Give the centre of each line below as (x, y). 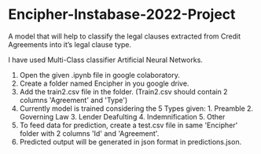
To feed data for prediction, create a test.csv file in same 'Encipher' (129, 125)
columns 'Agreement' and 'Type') (74, 100)
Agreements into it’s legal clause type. (70, 44)
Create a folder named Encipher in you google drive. (104, 83)
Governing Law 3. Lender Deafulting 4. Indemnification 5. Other (122, 116)
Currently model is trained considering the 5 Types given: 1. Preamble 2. (136, 108)
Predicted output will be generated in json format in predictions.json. (130, 141)
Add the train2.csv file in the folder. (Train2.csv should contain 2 (123, 91)
